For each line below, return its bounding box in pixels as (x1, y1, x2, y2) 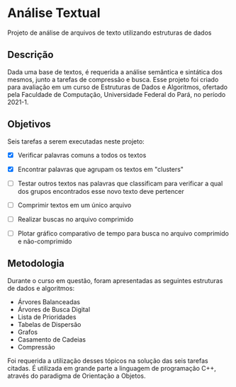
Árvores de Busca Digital (17, 305, 91, 313)
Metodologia (7, 258, 65, 270)
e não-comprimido (17, 237, 72, 246)
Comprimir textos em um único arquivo (17, 200, 132, 209)
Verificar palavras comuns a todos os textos (17, 151, 147, 159)
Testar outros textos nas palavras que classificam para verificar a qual (17, 179, 223, 187)
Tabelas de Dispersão (17, 320, 82, 328)
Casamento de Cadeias (17, 335, 86, 344)
